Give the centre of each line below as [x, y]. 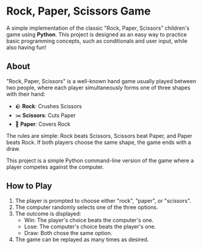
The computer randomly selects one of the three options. [86, 207]
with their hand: [26, 94]
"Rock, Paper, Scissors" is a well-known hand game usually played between [101, 81]
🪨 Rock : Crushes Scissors [48, 106]
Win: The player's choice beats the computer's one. [89, 220]
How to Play [29, 186]
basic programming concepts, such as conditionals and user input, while [97, 41]
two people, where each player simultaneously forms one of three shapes [99, 87]
